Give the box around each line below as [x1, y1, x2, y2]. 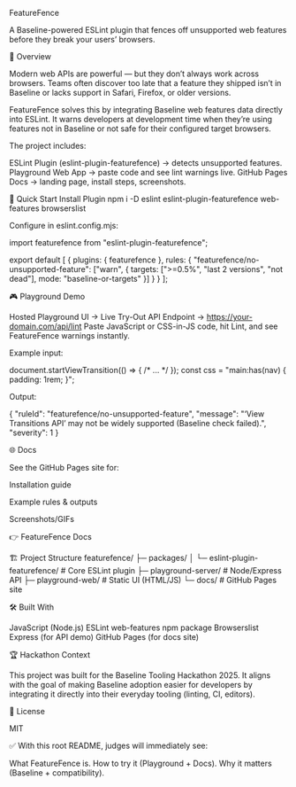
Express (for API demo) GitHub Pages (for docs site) [9, 632, 200, 642]
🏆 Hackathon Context [9, 650, 91, 659]
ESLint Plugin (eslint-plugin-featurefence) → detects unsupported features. [9, 158, 283, 168]
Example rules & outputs [9, 496, 98, 507]
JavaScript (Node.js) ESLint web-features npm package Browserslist [9, 622, 259, 633]
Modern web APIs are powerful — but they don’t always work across [9, 68, 259, 79]
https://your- [206, 312, 254, 322]
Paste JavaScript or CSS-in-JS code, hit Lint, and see [83, 321, 278, 331]
